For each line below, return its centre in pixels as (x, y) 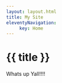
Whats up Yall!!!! (26, 74)
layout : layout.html (32, 12)
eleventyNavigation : (32, 23)
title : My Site (25, 17)
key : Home (31, 28)
